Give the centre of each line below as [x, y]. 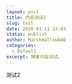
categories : [21, 46]
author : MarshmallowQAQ [36, 40]
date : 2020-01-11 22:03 [36, 29]
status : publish [27, 34]
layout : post [23, 12]
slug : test [20, 23]
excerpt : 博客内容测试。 [34, 57]
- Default [24, 51]
